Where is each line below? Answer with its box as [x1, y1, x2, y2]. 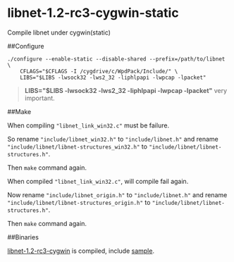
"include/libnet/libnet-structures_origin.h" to [7, 198, 151, 206]
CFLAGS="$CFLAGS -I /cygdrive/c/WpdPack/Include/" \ [20, 68, 178, 75]
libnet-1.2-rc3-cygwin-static [7, 5, 179, 21]
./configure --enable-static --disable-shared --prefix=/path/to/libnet [7, 55, 226, 63]
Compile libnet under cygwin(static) [7, 28, 111, 37]
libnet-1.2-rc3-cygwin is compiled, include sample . [7, 247, 155, 255]
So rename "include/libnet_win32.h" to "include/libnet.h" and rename [7, 135, 218, 143]
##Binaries [7, 232, 39, 241]
